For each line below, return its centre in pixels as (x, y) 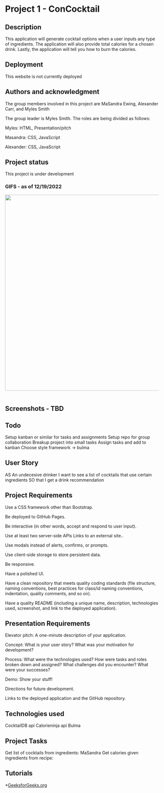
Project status (27, 162)
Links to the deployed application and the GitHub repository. (65, 698)
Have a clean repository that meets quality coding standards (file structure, (81, 583)
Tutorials (19, 773)
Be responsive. (20, 564)
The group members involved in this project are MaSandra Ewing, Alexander (82, 103)
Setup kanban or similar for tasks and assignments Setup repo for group (78, 437)
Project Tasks (26, 741)
